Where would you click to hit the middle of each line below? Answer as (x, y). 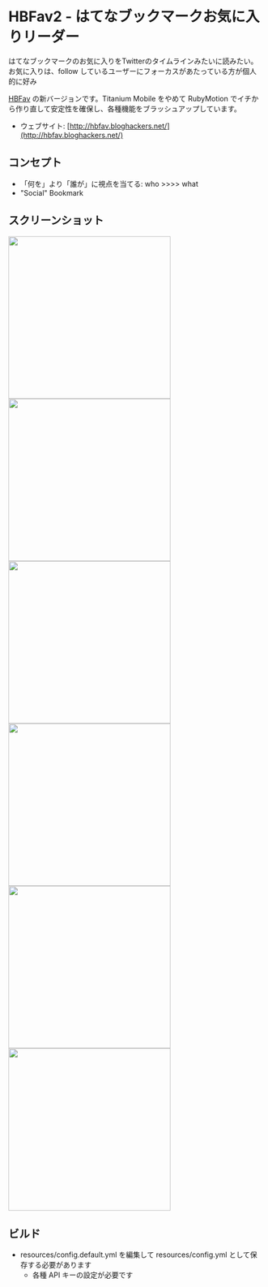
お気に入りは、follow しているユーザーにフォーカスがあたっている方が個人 (133, 71)
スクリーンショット (56, 220)
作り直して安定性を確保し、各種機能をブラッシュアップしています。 (128, 108)
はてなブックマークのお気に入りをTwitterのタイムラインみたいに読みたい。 (133, 61)
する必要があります (59, 1265)
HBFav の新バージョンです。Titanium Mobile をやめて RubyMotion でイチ (130, 98)
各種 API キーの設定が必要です (83, 1275)
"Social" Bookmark (51, 192)
